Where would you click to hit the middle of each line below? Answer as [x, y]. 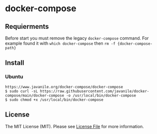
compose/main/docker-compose [35, 96]
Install [15, 63]
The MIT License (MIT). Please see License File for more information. [74, 126]
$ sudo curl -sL [21, 91]
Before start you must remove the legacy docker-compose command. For [77, 38]
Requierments [27, 27]
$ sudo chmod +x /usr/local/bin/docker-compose [54, 100]
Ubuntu [14, 77]
